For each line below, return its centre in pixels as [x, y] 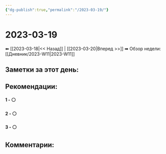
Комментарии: [30, 145]
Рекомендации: [31, 87]
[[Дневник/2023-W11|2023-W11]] [40, 54]
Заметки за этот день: [42, 69]
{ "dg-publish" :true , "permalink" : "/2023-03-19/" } [57, 10]
